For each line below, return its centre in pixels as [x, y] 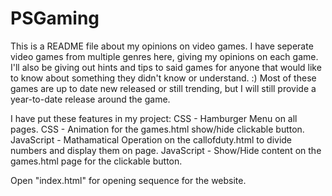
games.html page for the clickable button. [96, 161]
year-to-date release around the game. [90, 99]
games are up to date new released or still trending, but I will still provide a [163, 88]
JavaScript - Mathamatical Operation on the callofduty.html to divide [151, 139]
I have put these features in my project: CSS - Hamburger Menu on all [154, 118]
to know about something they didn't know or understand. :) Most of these [163, 78]
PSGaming [55, 18]
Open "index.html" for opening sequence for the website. [128, 180]
